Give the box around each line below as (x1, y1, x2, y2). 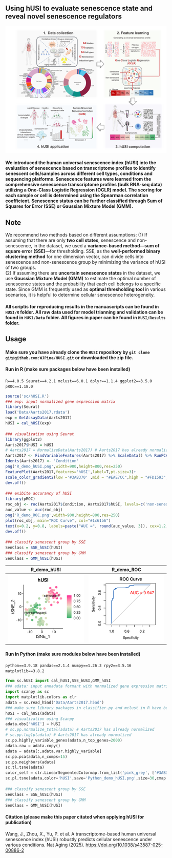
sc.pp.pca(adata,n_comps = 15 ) (5, 754, 68, 759)
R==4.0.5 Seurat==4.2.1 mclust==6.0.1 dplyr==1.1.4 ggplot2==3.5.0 (5, 378, 153, 384)
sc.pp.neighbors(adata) (5, 759, 56, 765)
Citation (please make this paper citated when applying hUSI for (5, 814, 144, 820)
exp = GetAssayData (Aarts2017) (5, 415, 72, 420)
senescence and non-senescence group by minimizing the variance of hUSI (5, 259, 166, 265)
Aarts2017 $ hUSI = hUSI (5, 442, 54, 447)
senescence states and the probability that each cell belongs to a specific (5, 281, 161, 287)
